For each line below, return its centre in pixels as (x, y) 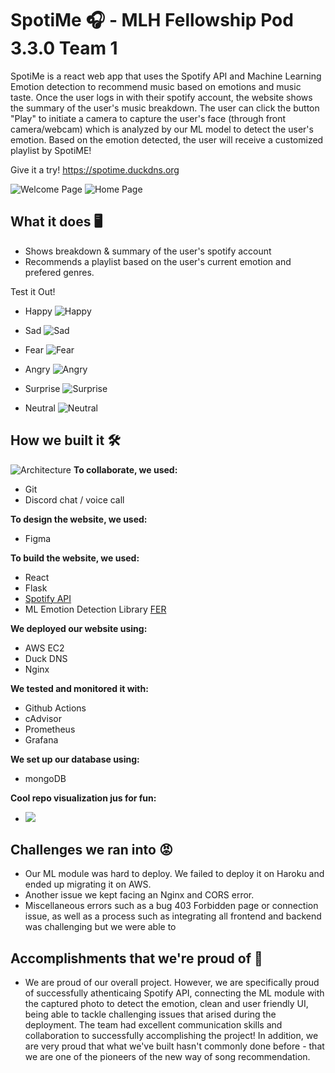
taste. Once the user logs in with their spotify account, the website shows (161, 97)
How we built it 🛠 (65, 440)
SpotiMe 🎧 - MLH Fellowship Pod (152, 20)
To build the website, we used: (75, 558)
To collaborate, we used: (125, 469)
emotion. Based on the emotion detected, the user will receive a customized (167, 139)
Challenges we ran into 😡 (91, 849)
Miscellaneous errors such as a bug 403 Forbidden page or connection (171, 906)
